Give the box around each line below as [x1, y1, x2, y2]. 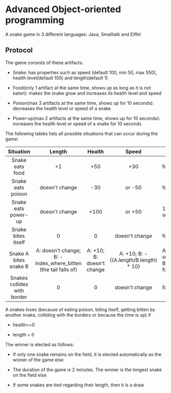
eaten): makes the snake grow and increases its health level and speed [12, 90, 162, 96]
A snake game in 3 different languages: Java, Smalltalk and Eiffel [5, 31, 141, 37]
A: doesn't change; [36, 247, 81, 254]
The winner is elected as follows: [5, 341, 74, 347]
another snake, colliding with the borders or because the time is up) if [5, 312, 151, 318]
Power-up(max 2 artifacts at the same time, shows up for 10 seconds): [12, 115, 160, 121]
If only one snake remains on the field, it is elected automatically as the [12, 351, 162, 357]
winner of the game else [12, 356, 64, 362]
